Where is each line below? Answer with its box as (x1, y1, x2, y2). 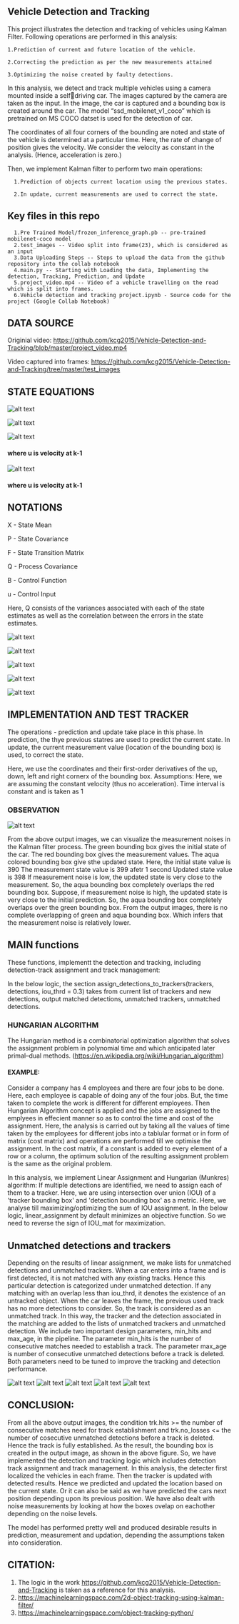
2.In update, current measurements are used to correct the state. (14, 191, 219, 198)
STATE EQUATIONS (7, 386, 95, 398)
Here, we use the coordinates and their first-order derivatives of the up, (7, 764, 218, 773)
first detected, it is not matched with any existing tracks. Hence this (7, 1274, 205, 1283)
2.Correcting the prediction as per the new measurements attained (7, 59, 213, 66)
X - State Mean (7, 521, 52, 529)
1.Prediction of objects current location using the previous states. (14, 178, 228, 185)
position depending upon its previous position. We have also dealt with (7, 1494, 215, 1503)
